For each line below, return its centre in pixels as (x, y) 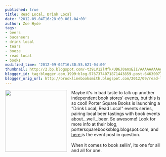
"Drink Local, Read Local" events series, (112, 108)
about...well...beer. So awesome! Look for (113, 118)
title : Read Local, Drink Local (38, 14)
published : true (22, 10)
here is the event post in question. (106, 134)
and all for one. (87, 150)
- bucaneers (17, 38)
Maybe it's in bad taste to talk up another (113, 92)
